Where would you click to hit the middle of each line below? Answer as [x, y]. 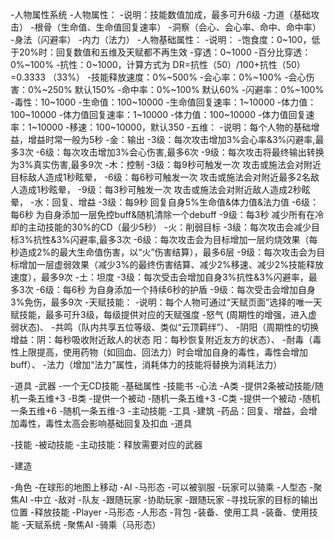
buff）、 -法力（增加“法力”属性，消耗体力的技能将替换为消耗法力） [146, 364]
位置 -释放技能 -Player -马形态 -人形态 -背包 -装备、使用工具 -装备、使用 [160, 512]
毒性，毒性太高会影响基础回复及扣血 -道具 [105, 423]
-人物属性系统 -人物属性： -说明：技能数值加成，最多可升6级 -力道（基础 [161, 14]
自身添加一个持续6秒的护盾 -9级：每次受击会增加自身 [206, 289]
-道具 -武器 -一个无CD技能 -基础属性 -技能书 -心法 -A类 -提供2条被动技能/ [162, 386]
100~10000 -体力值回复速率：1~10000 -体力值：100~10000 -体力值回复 [158, 114]
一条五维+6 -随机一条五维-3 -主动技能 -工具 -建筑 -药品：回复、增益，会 [159, 411]
